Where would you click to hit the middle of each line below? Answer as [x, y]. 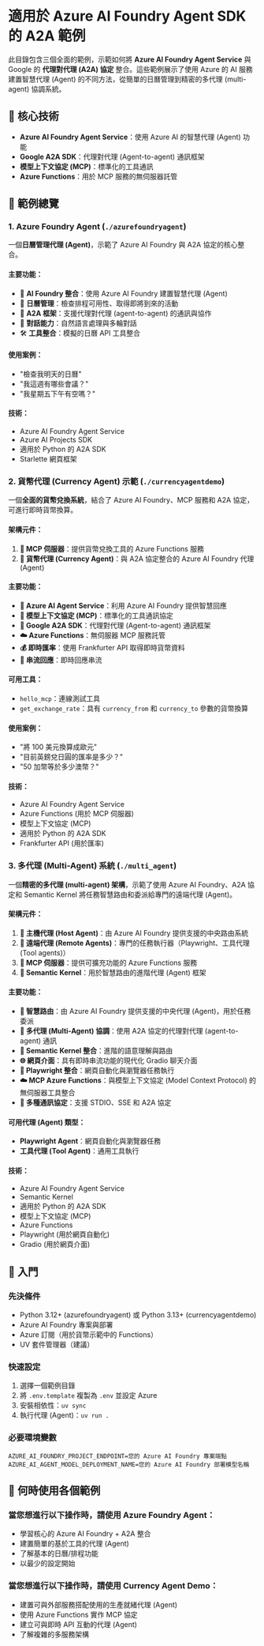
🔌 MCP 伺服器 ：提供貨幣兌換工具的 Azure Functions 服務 [112, 548]
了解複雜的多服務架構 [54, 1634]
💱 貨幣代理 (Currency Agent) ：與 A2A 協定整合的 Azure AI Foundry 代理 [137, 559]
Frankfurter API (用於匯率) [62, 843]
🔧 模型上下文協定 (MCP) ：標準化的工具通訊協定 [96, 615]
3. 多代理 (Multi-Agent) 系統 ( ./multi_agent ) [93, 866]
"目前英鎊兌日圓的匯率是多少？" [71, 757]
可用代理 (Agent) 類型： [47, 1122]
